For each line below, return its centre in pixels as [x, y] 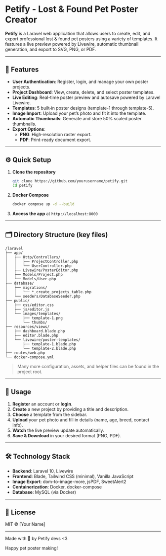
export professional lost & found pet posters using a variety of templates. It [81, 39]
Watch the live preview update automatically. [58, 430]
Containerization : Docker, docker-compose [57, 487]
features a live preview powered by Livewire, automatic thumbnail [72, 44]
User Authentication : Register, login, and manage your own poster [80, 81]
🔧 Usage [18, 392]
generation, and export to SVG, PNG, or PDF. [51, 49]
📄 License [21, 513]
